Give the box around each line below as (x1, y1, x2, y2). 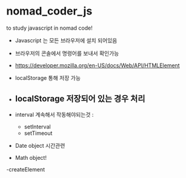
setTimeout (24, 129, 53, 137)
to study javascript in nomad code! (6, 24, 93, 31)
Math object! (15, 154, 47, 161)
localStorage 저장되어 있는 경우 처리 (15, 94, 145, 104)
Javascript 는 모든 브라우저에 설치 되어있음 (15, 36, 118, 44)
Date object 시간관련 (15, 142, 65, 149)
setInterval (24, 123, 51, 130)
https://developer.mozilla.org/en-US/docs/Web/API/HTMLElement (15, 62, 180, 69)
